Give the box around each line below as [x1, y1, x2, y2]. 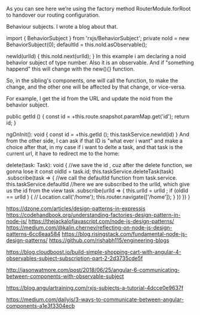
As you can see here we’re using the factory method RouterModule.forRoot [6, 5, 191, 12]
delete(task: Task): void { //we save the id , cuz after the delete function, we [6, 162, 193, 168]
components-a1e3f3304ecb [6, 302, 75, 309]
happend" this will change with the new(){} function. [6, 65, 135, 72]
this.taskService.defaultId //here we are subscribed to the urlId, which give [6, 181, 190, 187]
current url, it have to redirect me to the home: [6, 150, 120, 157]
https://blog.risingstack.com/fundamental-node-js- [61, 231, 188, 237]
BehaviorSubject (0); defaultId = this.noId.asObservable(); [6, 41, 147, 48]
